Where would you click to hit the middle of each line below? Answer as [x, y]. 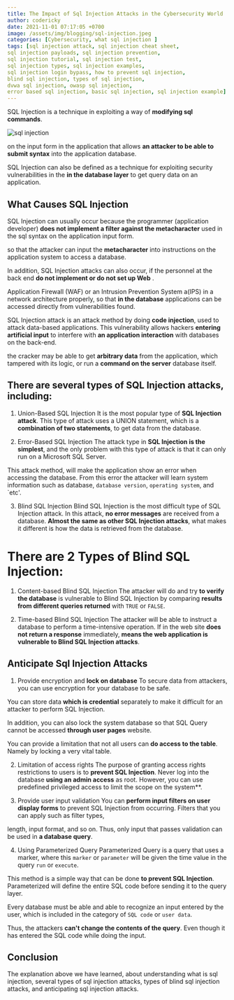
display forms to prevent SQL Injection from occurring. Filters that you [119, 808]
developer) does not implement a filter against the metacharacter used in [115, 228]
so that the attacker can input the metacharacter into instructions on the [112, 249]
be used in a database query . [50, 836]
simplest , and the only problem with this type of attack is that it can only [122, 449]
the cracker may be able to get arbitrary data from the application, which [113, 356]
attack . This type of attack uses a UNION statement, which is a [108, 420]
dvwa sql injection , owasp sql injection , [70, 85]
